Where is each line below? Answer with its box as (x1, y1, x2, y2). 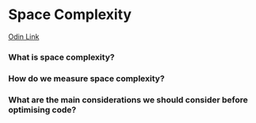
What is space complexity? (8, 52, 115, 63)
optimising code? (8, 104, 77, 115)
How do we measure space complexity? (8, 73, 165, 84)
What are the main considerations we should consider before (8, 94, 248, 105)
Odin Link (8, 32, 40, 41)
